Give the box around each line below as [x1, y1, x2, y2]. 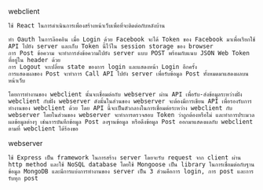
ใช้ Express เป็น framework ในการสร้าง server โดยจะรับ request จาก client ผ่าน [8, 154, 242, 162]
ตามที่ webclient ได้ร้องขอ [8, 125, 79, 133]
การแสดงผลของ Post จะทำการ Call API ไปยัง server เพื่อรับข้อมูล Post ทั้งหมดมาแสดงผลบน [8, 70, 249, 78]
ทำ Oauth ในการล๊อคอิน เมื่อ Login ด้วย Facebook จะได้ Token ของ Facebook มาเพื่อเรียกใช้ [8, 35, 256, 43]
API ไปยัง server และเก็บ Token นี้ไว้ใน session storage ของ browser [8, 42, 214, 50]
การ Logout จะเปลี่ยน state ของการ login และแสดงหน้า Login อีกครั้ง [8, 63, 198, 71]
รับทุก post [8, 174, 38, 182]
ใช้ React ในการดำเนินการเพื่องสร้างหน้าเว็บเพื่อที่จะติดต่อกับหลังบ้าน [8, 22, 166, 30]
